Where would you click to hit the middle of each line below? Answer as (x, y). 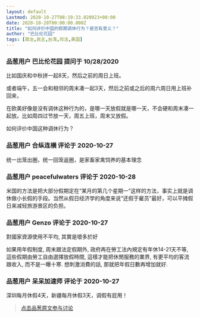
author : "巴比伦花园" (31, 34)
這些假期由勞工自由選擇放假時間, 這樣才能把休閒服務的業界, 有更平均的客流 (98, 257)
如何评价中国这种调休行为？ (40, 128)
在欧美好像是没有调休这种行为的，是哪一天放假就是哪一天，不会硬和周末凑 (97, 109)
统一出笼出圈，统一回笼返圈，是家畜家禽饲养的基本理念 (74, 159)
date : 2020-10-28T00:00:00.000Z (46, 23)
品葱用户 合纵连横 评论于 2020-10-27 (60, 146)
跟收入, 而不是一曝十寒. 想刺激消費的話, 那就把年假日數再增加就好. (87, 264)
